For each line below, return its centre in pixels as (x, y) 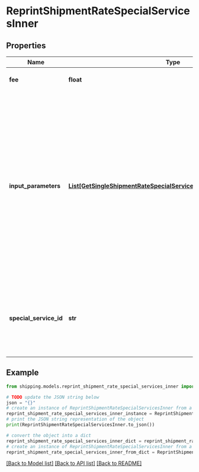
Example (23, 373)
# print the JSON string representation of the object (75, 419)
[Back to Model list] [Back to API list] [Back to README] (74, 463)
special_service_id (36, 318)
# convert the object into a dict (49, 435)
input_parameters (35, 186)
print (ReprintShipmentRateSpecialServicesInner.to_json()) (81, 425)
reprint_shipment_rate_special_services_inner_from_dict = (81, 452)
